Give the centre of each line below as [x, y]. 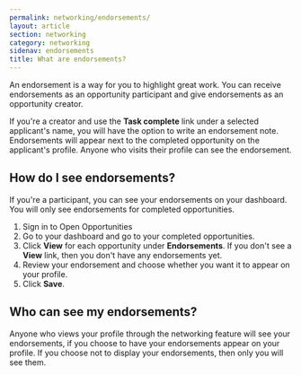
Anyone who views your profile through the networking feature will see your [150, 334]
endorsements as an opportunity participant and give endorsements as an [146, 94]
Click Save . [44, 283]
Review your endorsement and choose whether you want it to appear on [156, 265]
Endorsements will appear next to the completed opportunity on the [135, 140]
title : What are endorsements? [68, 59]
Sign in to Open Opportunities [77, 226]
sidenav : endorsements [52, 51]
